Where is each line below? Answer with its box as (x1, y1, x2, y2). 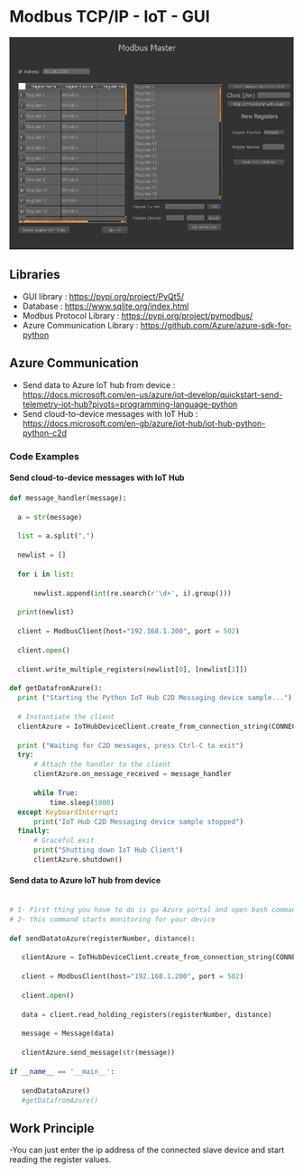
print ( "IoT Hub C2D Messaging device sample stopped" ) (32, 817, 244, 827)
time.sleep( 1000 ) (49, 798, 115, 807)
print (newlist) (17, 607, 75, 617)
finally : (17, 827, 50, 836)
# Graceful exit (32, 837, 95, 846)
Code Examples (9, 449, 79, 462)
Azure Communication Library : (22, 319, 139, 330)
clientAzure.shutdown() (32, 855, 124, 864)
